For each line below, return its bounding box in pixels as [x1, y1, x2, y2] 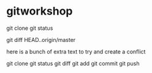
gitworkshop [6, 4, 73, 18]
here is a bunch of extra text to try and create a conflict [6, 47, 146, 55]
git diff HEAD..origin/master [6, 36, 76, 43]
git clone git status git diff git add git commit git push [6, 60, 140, 67]
